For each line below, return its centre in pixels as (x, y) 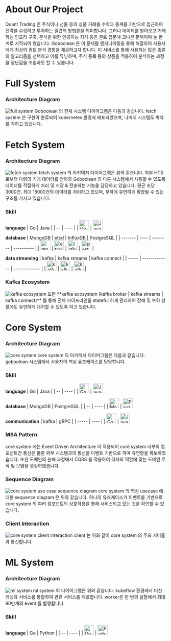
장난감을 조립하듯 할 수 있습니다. (43, 62)
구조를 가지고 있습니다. (28, 198)
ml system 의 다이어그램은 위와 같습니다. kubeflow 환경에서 (93, 590)
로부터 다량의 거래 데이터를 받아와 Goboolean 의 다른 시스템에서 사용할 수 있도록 (86, 179)
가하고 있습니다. (26, 124)
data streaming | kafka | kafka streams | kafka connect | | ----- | (73, 258)
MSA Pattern (21, 435)
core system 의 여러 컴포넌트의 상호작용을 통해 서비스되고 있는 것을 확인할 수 (82, 504)
